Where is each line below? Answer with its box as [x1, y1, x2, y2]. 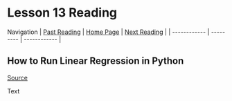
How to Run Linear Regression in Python [7, 55, 184, 67]
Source [7, 73, 28, 82]
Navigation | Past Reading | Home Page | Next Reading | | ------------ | [7, 28, 210, 36]
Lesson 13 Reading [7, 5, 118, 21]
